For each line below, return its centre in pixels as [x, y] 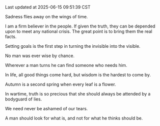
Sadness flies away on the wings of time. [47, 16]
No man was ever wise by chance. [40, 56]
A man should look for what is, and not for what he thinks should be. [74, 118]
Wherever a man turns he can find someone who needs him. [66, 65]
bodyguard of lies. [24, 99]
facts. [11, 37]
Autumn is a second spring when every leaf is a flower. [61, 84]
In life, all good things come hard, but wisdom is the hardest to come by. [78, 75]
